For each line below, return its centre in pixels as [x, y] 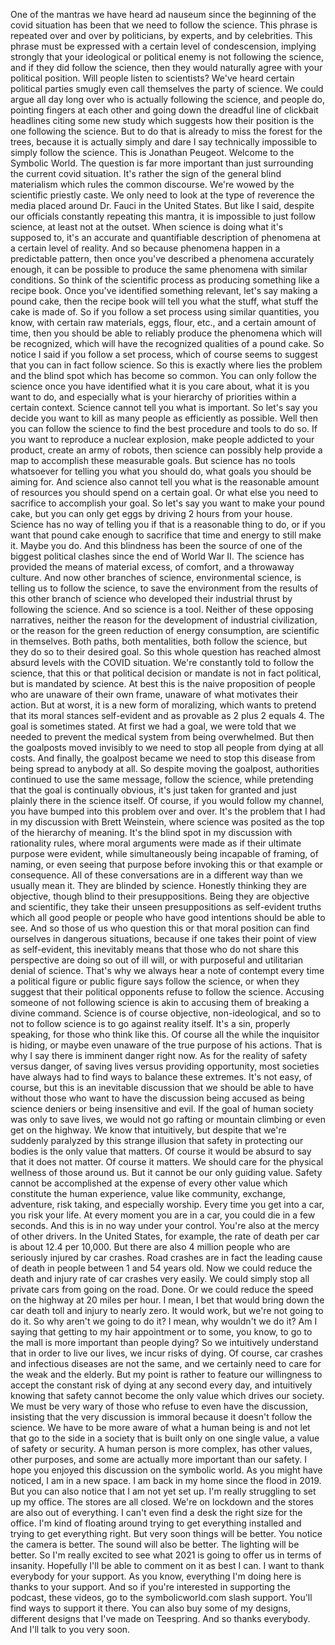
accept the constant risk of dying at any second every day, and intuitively [161, 1385]
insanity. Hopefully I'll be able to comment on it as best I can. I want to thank [167, 1565]
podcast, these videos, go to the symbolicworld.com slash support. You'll [161, 1597]
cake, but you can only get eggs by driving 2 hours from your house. [151, 513]
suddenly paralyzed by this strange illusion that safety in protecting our [157, 1140]
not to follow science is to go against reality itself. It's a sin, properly [150, 1023]
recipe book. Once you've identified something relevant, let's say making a [164, 290]
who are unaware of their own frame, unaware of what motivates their [154, 694]
